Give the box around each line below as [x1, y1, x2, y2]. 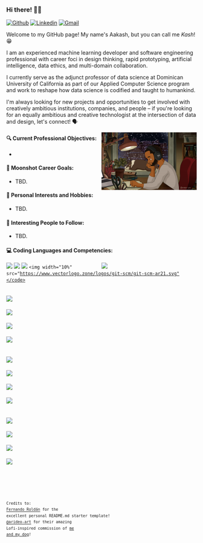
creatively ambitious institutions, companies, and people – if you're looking [6, 105, 192, 112]
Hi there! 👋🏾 [6, 5, 42, 14]
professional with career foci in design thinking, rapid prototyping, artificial [6, 56, 192, 63]
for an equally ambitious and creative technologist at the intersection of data [6, 112, 196, 119]
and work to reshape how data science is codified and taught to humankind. [6, 87, 196, 94]
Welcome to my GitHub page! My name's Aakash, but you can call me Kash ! [6, 31, 196, 38]
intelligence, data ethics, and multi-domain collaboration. [6, 62, 148, 69]
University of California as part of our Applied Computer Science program [6, 80, 190, 87]
